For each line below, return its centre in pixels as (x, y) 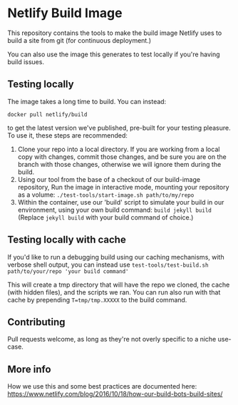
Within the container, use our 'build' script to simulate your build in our (121, 202)
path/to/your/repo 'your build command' (68, 271)
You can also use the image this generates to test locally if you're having (114, 54)
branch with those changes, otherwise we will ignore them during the (119, 164)
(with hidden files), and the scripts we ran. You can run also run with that (114, 292)
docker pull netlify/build (47, 114)
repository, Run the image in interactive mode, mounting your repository (123, 187)
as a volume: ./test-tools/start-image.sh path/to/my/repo (106, 195)
